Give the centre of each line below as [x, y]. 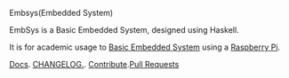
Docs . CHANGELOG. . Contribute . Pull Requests [94, 64]
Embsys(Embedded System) [61, 13]
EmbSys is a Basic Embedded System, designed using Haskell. [124, 30]
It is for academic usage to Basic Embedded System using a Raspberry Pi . [145, 47]
